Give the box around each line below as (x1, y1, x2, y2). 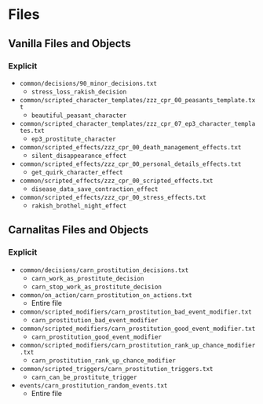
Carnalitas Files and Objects (8, 223, 149, 237)
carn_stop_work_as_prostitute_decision (31, 283, 163, 291)
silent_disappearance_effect (31, 152, 127, 160)
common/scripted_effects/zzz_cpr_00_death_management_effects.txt (19, 143, 242, 151)
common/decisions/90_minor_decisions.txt (19, 79, 157, 87)
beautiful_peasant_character (31, 112, 127, 119)
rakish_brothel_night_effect (31, 202, 127, 210)
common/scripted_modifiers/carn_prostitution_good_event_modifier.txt (19, 325, 256, 332)
